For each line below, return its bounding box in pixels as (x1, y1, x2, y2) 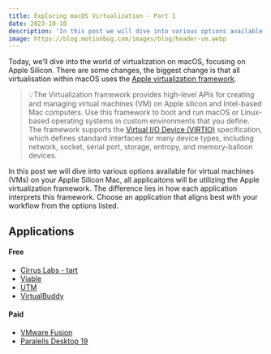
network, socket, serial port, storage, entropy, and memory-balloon (28, 142, 253, 152)
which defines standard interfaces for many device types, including (28, 133, 254, 143)
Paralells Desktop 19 (19, 336, 88, 346)
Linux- (240, 107, 262, 118)
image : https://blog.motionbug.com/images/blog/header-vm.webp (8, 34, 227, 43)
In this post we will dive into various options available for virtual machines (8, 166, 254, 176)
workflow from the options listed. (8, 201, 119, 211)
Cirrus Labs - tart (19, 265, 79, 274)
